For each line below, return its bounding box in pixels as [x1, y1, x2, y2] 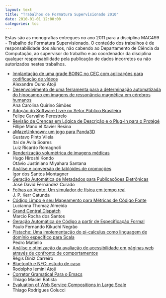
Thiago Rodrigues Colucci [12, 287, 66, 293]
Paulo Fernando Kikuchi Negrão [12, 224, 78, 230]
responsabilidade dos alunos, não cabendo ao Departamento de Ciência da [5, 45, 160, 51]
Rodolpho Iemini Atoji [12, 266, 56, 272]
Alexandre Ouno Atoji [12, 81, 56, 87]
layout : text [5, 7, 32, 12]
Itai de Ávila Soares [12, 140, 52, 146]
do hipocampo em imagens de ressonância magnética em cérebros [12, 92, 151, 98]
